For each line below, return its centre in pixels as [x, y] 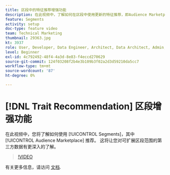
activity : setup [22, 24]
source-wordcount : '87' [30, 71]
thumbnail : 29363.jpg [28, 38]
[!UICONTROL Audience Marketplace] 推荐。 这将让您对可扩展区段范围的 [81, 140]
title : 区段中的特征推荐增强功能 [36, 10]
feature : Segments [25, 19]
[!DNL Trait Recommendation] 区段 [79, 107]
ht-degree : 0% [20, 76]
